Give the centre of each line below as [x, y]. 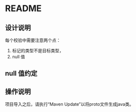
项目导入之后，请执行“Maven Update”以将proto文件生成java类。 [69, 104]
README [23, 9]
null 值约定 [21, 74]
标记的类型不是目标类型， [38, 51]
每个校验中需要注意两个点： [33, 40]
